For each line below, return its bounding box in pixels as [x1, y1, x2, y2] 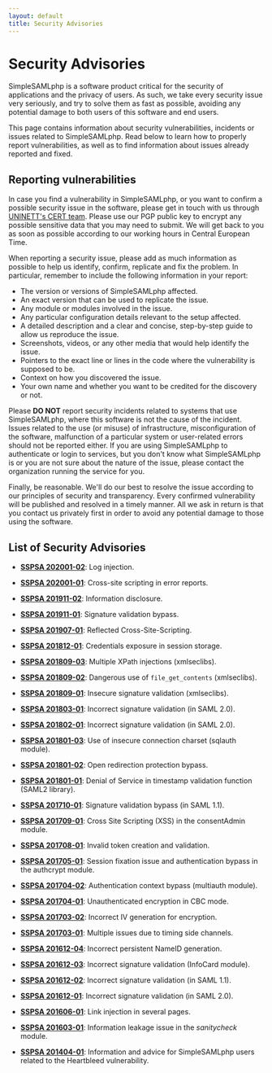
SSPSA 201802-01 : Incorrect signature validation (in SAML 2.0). [19, 720, 235, 729]
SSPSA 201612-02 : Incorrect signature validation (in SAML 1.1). [19, 975, 231, 985]
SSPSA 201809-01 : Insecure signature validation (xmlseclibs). [19, 689, 229, 699]
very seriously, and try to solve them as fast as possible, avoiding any [8, 99, 241, 108]
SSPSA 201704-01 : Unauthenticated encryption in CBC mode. [19, 896, 229, 906]
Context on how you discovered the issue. [19, 373, 162, 383]
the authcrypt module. [19, 865, 95, 875]
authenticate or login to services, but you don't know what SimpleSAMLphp [8, 449, 261, 459]
